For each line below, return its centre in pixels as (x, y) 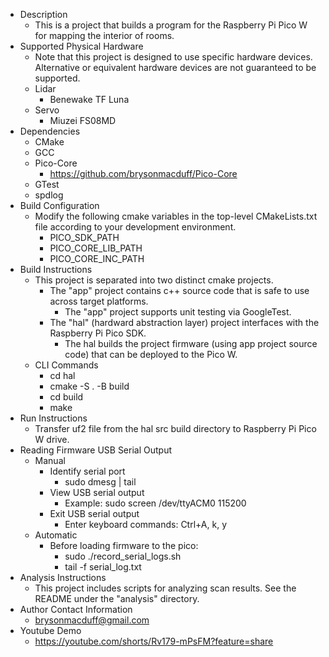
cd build (66, 397)
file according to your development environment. (135, 227)
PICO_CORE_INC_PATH (97, 258)
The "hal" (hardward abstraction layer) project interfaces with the (184, 322)
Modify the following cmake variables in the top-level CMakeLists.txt (176, 216)
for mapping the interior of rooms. (104, 35)
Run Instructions (53, 418)
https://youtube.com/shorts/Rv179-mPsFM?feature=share (154, 641)
